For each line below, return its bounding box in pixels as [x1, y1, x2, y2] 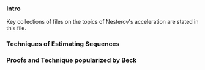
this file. [6, 24, 26, 32]
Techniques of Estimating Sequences [6, 40, 120, 48]
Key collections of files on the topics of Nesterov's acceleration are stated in [6, 18, 199, 26]
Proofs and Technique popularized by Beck [6, 56, 137, 65]
